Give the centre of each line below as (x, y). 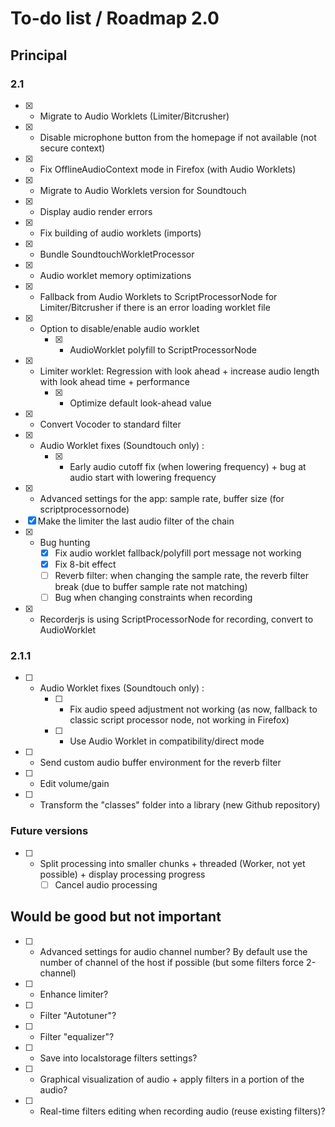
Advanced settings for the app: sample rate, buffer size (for (162, 498)
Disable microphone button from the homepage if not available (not (178, 137)
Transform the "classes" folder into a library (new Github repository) (180, 805)
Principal (39, 55)
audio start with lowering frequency (143, 477)
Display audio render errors (96, 211)
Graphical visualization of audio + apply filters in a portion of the (172, 1079)
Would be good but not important (116, 917)
